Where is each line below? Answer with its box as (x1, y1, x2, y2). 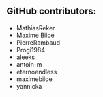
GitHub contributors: (6, 6, 97, 17)
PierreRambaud (16, 38, 61, 47)
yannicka (16, 82, 42, 90)
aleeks (16, 53, 35, 61)
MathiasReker (16, 23, 55, 32)
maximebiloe (16, 75, 53, 83)
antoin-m (16, 60, 42, 68)
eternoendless (16, 67, 57, 76)
